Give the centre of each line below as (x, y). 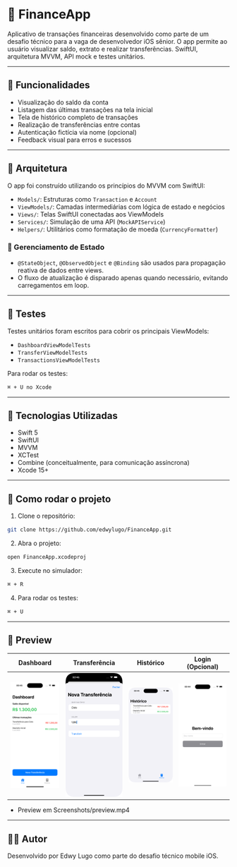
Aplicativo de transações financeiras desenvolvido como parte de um (108, 34)
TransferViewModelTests (53, 353)
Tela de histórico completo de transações (78, 117)
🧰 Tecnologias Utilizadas (62, 416)
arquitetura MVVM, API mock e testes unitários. (77, 56)
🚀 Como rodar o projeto (59, 499)
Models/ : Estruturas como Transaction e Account (87, 199)
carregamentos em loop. (53, 285)
